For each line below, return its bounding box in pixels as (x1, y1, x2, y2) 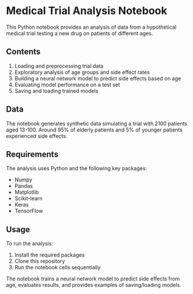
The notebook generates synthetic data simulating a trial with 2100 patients (6, 120, 188, 127)
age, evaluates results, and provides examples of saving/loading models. (6, 282, 182, 289)
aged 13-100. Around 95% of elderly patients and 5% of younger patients (6, 126, 183, 133)
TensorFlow (14, 207, 43, 215)
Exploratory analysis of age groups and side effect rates (14, 69, 150, 76)
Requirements (6, 149, 58, 159)
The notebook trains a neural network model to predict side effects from (6, 275, 180, 282)
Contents (6, 47, 41, 57)
